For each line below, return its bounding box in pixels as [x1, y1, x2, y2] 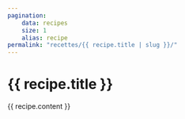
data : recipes [21, 19, 68, 27]
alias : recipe [21, 33, 68, 42]
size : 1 [21, 26, 47, 34]
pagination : [7, 11, 47, 20]
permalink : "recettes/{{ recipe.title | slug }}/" [7, 41, 178, 49]
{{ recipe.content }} [7, 102, 71, 111]
